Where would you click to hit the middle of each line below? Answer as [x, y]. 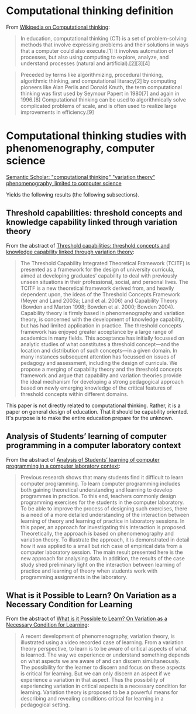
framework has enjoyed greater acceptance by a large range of [97, 331]
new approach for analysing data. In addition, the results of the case [103, 558]
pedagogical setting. [45, 705]
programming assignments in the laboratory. [74, 577]
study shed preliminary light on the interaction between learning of [101, 564]
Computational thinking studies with [97, 136]
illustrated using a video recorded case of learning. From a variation [102, 642]
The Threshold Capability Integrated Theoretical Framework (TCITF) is [105, 263]
